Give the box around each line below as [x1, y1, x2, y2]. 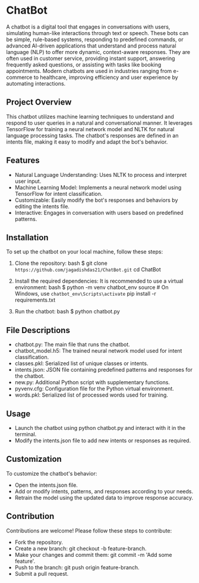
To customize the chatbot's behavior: [6, 470, 97, 477]
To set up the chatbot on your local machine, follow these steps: [6, 248, 163, 255]
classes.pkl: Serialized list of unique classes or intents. [14, 360, 149, 367]
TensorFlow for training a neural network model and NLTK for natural [6, 125, 175, 132]
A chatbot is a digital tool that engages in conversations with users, [6, 23, 170, 30]
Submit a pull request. [14, 570, 69, 577]
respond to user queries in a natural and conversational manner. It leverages [6, 119, 193, 126]
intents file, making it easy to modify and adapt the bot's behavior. [6, 138, 168, 145]
